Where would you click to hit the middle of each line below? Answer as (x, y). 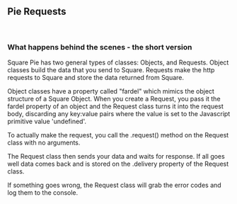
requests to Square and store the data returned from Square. (96, 78)
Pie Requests (37, 12)
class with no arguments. (44, 143)
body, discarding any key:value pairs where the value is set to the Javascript (119, 114)
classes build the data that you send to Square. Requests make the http (111, 70)
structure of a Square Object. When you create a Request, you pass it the (114, 99)
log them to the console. (43, 193)
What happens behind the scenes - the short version (100, 47)
